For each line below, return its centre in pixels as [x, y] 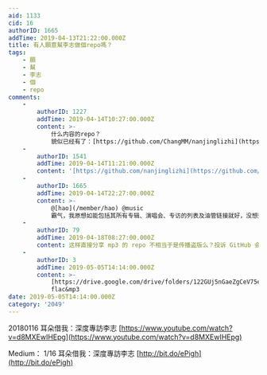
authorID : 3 [57, 260]
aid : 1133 [25, 16]
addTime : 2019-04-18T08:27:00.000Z [96, 238]
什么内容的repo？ [75, 134]
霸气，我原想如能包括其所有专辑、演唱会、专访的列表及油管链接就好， [148, 216]
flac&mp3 [65, 290]
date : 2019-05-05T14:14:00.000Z [62, 297]
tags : [17, 53]
